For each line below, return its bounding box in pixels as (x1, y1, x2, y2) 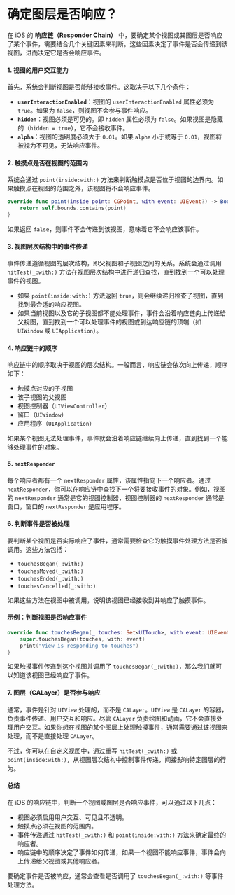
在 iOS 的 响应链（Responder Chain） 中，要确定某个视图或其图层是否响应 (7, 31, 223, 39)
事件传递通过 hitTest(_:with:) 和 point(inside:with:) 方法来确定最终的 (17, 831, 227, 839)
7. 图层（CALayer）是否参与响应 (7, 688, 101, 697)
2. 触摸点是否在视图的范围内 (7, 158, 89, 167)
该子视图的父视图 (17, 393, 67, 401)
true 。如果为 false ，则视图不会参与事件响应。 (17, 106, 152, 115)
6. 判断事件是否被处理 (7, 520, 70, 528)
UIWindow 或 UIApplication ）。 (17, 326, 103, 335)
